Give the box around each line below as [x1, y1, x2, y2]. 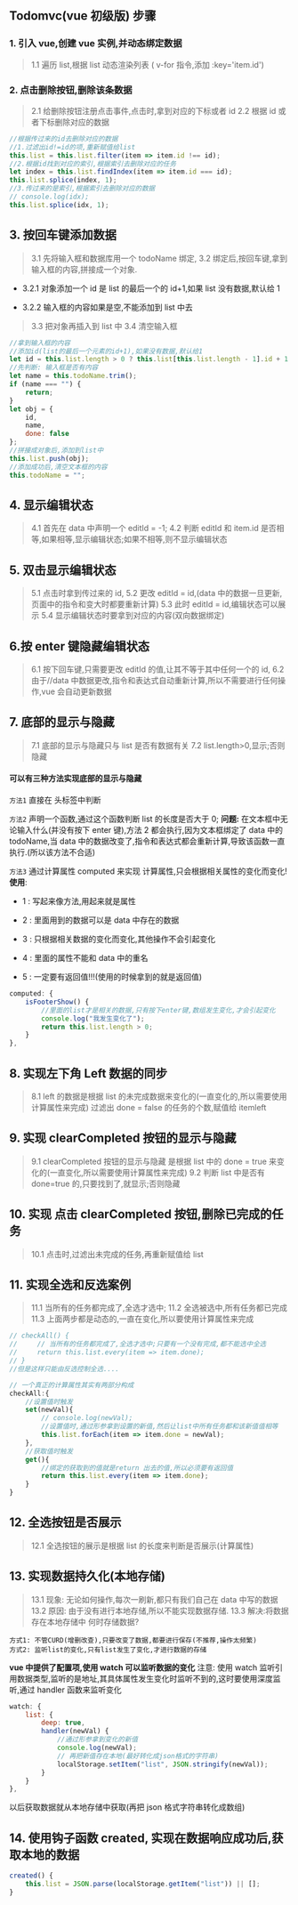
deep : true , [41, 1718, 86, 1728]
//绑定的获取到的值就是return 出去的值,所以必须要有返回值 [41, 1463, 234, 1473]
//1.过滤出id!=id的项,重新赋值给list [9, 142, 136, 151]
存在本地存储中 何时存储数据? [30, 1616, 140, 1627]
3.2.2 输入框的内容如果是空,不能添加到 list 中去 [21, 302, 193, 312]
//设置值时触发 [25, 1397, 74, 1406]
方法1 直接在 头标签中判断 [9, 795, 101, 805]
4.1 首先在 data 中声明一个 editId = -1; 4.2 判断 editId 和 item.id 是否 [30, 523, 278, 534]
